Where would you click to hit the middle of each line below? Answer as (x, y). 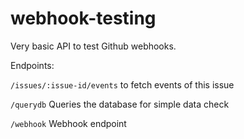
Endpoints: (32, 65)
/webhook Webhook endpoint (68, 123)
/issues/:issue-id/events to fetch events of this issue (122, 84)
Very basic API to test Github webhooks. (93, 46)
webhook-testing (83, 18)
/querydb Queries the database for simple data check (120, 104)
